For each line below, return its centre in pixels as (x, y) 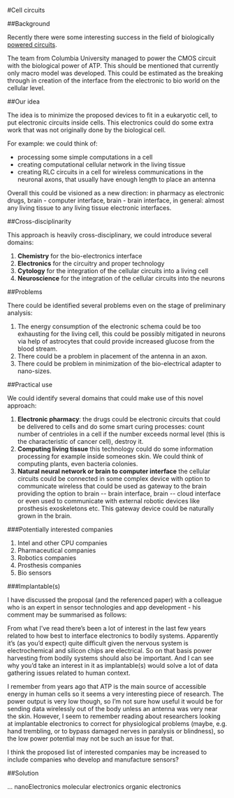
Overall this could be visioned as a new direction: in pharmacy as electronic (116, 193)
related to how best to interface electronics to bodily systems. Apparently (113, 636)
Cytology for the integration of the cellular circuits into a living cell (112, 271)
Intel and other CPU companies (62, 543)
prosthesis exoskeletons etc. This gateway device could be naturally (116, 508)
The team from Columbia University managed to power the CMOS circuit (112, 58)
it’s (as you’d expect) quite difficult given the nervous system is (98, 643)
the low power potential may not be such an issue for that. (91, 738)
